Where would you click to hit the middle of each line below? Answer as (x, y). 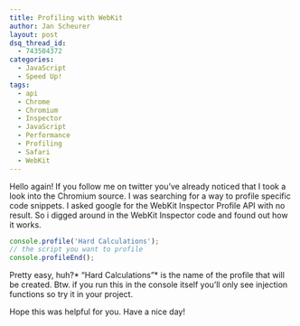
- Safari (34, 152)
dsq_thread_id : (38, 43)
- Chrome (34, 102)
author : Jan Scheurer (50, 26)
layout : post (34, 34)
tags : (19, 85)
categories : (32, 60)
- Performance (44, 135)
